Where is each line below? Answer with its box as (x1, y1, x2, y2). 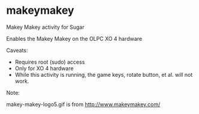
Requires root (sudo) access (14, 58, 85, 65)
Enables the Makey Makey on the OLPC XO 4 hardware (6, 35, 143, 42)
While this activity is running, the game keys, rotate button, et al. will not (14, 71, 193, 78)
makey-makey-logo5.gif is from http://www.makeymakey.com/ (6, 100, 161, 108)
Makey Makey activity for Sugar (6, 23, 85, 31)
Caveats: (6, 46, 28, 54)
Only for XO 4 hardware (14, 64, 74, 72)
